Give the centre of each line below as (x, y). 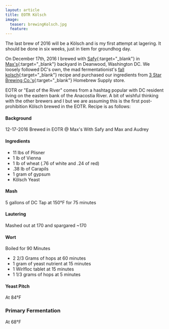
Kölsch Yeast (26, 179)
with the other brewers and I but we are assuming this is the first (73, 101)
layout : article (22, 10)
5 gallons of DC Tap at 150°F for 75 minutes (51, 202)
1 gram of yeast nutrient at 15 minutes (52, 264)
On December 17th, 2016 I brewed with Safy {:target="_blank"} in (73, 59)
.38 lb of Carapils (31, 169)
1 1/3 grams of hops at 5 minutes (46, 275)
